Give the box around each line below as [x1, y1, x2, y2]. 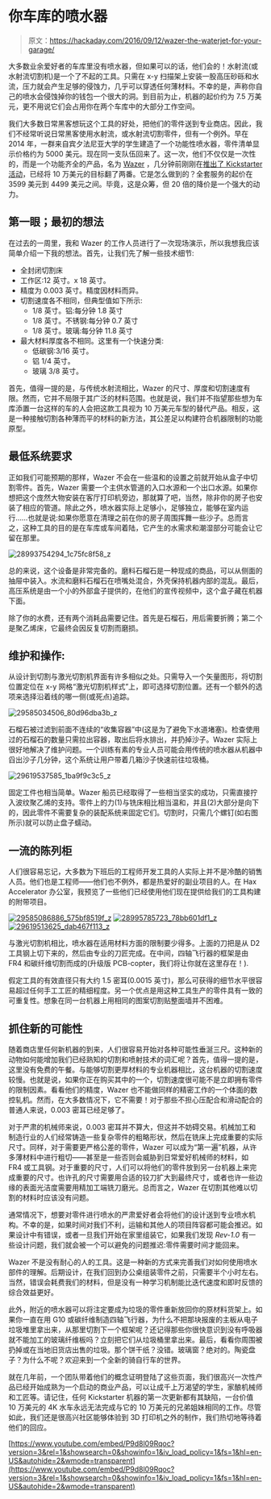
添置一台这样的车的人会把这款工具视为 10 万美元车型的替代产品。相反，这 [15, 403, 261, 413]
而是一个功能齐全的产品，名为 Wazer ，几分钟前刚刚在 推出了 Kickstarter [22, 159, 263, 169]
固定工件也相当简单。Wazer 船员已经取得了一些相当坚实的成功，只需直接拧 [8, 788, 258, 797]
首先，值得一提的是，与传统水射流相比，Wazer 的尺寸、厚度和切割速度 [8, 383, 244, 393]
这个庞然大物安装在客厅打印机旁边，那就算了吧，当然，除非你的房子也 [22, 493, 256, 502]
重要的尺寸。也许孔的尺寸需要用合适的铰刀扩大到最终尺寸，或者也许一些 [15, 1172, 256, 1182]
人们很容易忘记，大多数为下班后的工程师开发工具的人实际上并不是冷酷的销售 [8, 867, 263, 876]
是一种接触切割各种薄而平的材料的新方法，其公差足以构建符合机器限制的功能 [8, 413, 263, 423]
